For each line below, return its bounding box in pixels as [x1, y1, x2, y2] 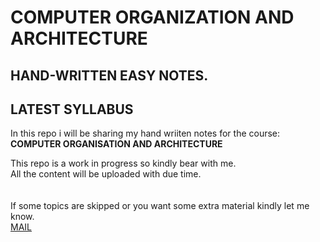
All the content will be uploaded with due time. [10, 168, 202, 180]
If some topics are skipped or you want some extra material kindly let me [10, 200, 310, 212]
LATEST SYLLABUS [10, 101, 134, 118]
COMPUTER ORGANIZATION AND [10, 6, 295, 29]
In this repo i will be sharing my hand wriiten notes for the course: [10, 127, 281, 140]
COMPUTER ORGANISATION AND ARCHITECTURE [10, 138, 223, 150]
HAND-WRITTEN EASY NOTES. [10, 67, 209, 84]
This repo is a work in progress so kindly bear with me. [10, 157, 237, 170]
